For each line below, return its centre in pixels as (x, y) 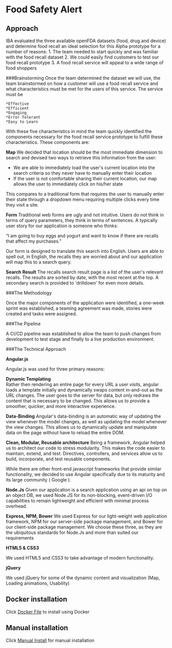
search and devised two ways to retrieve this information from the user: (81, 158)
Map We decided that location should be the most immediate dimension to (84, 152)
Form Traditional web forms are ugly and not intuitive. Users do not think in (85, 215)
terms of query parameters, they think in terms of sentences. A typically (82, 220)
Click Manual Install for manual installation (50, 640)
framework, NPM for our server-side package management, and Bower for (84, 522)
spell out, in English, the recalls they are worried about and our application (84, 256)
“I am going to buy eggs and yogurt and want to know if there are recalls (82, 236)
